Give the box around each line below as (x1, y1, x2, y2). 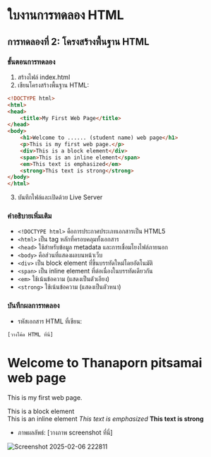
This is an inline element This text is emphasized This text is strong (7, 414, 204, 423)
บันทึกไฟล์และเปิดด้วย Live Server (17, 193, 103, 201)
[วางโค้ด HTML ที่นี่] (7, 331, 54, 338)
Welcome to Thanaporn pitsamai (7, 355, 203, 371)
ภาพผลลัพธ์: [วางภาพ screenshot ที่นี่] (17, 428, 113, 437)
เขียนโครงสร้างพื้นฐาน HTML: (17, 81, 90, 89)
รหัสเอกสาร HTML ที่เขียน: (17, 316, 83, 325)
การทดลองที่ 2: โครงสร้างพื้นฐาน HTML (7, 35, 150, 47)
